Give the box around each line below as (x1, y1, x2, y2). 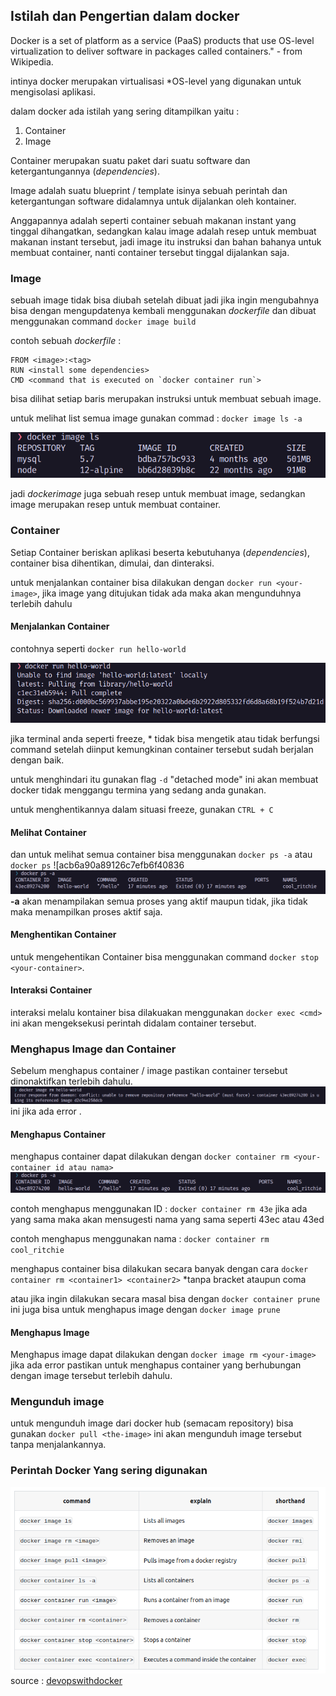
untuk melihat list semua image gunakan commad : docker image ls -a (10, 412, 303, 424)
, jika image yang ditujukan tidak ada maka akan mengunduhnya (36, 587, 302, 599)
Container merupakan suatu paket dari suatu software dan (10, 154, 251, 166)
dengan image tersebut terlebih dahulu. (10, 1370, 173, 1382)
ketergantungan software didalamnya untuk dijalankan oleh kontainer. (10, 195, 297, 207)
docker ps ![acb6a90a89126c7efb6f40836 (10, 859, 185, 871)
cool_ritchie (10, 1245, 65, 1255)
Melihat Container (10, 826, 87, 838)
